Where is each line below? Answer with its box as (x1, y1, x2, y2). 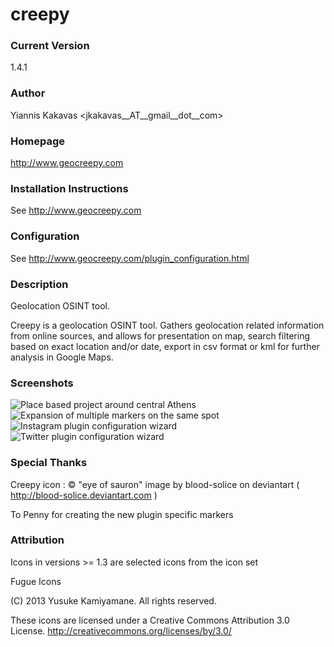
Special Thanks (10, 456, 88, 470)
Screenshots (10, 376, 74, 390)
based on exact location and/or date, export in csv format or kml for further (10, 340, 320, 352)
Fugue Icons (10, 575, 62, 587)
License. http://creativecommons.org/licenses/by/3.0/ (10, 624, 232, 637)
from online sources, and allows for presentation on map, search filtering (10, 329, 311, 342)
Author (10, 86, 46, 100)
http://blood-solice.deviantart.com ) (10, 489, 158, 501)
